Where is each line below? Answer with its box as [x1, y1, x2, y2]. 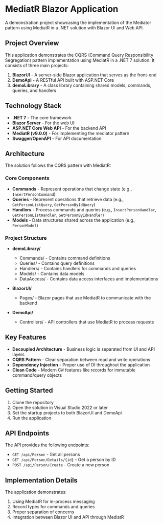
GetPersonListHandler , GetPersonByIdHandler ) [12, 212, 104, 218]
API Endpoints [5, 429, 49, 437]
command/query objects [12, 372, 62, 378]
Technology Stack [5, 102, 62, 110]
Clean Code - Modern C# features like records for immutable [12, 367, 136, 373]
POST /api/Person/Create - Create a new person [12, 462, 110, 468]
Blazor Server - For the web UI [12, 120, 75, 126]
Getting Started [5, 387, 53, 395]
